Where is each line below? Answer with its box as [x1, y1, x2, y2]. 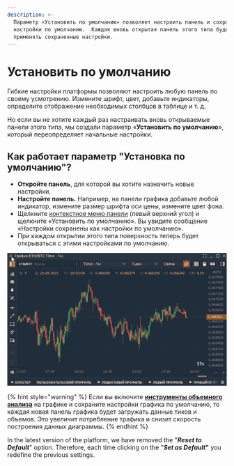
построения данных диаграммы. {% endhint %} [7, 422, 148, 431]
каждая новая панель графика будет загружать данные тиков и [7, 407, 197, 416]
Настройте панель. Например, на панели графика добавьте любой [17, 195, 219, 203]
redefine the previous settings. [7, 451, 95, 459]
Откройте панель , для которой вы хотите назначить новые [17, 180, 195, 188]
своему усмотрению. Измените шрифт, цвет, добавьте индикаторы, [7, 95, 210, 103]
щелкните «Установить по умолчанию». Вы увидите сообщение [17, 217, 208, 225]
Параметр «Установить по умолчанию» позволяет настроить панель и [13, 18, 210, 26]
